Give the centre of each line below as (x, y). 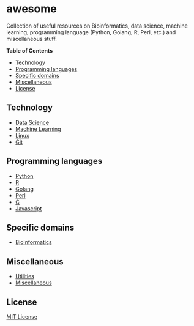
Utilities (25, 276)
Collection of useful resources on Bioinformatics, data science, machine (97, 26)
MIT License (22, 317)
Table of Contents (30, 50)
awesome (32, 9)
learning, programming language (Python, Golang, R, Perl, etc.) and (91, 32)
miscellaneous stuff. (32, 39)
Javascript (28, 208)
